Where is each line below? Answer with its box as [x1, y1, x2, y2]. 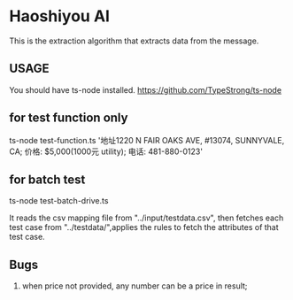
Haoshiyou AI [9, 6, 111, 27]
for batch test [9, 172, 86, 187]
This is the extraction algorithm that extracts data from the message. [9, 35, 259, 46]
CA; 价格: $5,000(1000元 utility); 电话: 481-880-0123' [9, 146, 204, 157]
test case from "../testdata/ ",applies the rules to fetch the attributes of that [9, 222, 279, 233]
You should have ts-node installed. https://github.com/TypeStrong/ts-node [9, 84, 281, 95]
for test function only [9, 111, 128, 126]
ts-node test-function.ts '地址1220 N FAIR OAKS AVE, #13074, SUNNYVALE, [9, 135, 285, 145]
